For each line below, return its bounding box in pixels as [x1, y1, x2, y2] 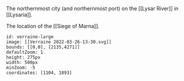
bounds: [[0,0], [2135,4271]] [6, 44, 81, 50]
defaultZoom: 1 [6, 49, 44, 55]
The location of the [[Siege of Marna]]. [6, 23, 100, 29]
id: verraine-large [6, 34, 54, 40]
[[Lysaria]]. [6, 11, 33, 18]
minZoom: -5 [6, 65, 35, 70]
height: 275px [6, 55, 41, 60]
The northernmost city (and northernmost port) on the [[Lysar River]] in [6, 5, 179, 12]
